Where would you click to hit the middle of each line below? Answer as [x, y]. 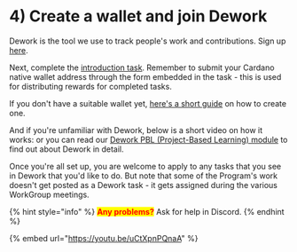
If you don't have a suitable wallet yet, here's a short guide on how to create [148, 103]
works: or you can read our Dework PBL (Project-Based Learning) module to [148, 139]
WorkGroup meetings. [50, 194]
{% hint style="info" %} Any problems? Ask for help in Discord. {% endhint [147, 211]
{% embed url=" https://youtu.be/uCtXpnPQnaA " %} [104, 238]
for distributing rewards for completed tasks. [91, 86]
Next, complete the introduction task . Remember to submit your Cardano [142, 67]
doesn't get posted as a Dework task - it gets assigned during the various [143, 185]
